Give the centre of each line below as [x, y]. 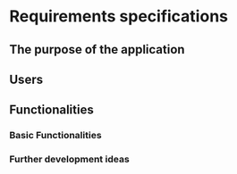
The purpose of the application [97, 50]
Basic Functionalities [55, 136]
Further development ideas [69, 160]
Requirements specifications [118, 17]
